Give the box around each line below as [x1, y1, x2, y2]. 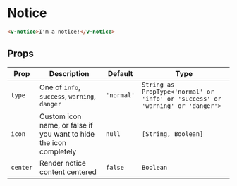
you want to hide [39, 129, 95, 139]
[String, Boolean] [142, 130, 204, 138]
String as [142, 80, 175, 89]
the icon [39, 137, 67, 147]
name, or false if [39, 120, 93, 130]
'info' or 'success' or [142, 94, 222, 103]
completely [39, 147, 77, 156]
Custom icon [39, 111, 82, 121]
